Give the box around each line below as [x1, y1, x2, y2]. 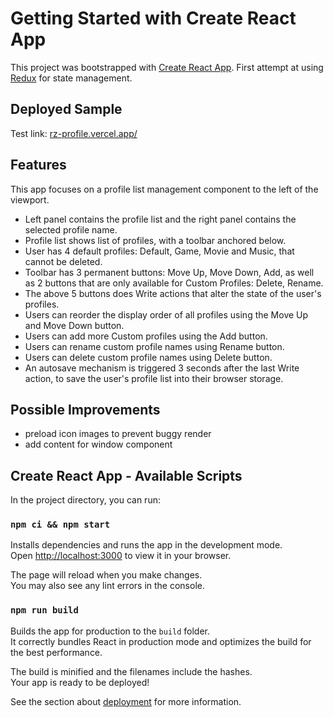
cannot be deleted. [24, 255, 103, 267]
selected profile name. [24, 223, 118, 236]
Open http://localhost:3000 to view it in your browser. [10, 550, 232, 562]
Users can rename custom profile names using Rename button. [24, 340, 285, 352]
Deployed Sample [10, 101, 123, 118]
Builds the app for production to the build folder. [10, 625, 211, 637]
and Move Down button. [24, 319, 125, 331]
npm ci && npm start [10, 519, 111, 531]
